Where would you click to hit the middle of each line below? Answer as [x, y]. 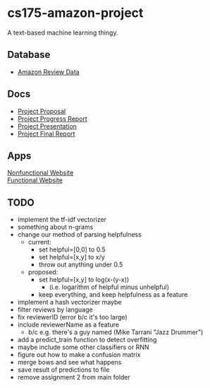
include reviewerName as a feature [68, 325]
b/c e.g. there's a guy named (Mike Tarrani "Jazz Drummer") [116, 332]
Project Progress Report [52, 119]
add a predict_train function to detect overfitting [87, 340]
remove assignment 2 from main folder [74, 377]
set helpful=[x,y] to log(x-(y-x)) [84, 280]
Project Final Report [46, 134]
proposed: [43, 272]
